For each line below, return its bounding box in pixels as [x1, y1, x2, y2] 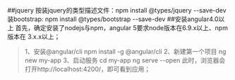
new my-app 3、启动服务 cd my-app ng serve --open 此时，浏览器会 [24, 56, 226, 65]
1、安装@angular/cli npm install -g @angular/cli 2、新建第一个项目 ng [24, 48, 227, 55]
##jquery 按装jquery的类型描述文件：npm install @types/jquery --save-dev [7, 6, 227, 14]
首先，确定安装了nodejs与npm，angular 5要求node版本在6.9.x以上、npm [15, 24, 228, 32]
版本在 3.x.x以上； [7, 32, 61, 41]
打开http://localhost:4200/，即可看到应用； [24, 65, 151, 73]
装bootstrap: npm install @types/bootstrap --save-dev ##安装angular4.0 [7, 15, 219, 23]
